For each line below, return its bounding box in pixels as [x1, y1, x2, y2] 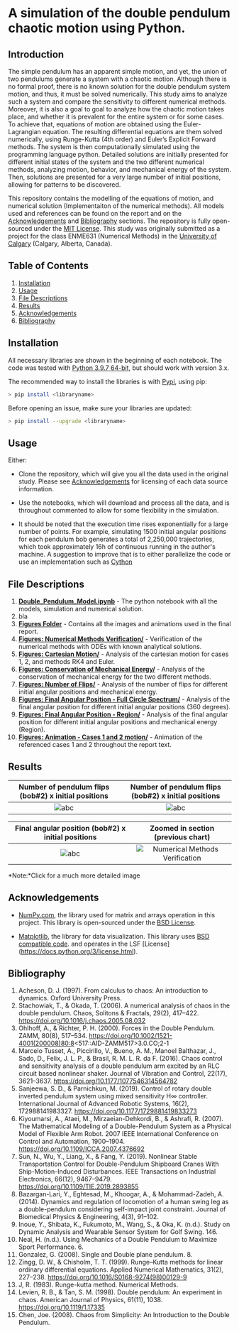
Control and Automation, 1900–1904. [18, 1137, 126, 1146]
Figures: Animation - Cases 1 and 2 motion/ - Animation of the [18, 733, 203, 741]
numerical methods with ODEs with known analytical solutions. [18, 643, 202, 650]
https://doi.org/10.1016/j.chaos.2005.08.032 [18, 1017, 146, 1025]
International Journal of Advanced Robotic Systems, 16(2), [18, 1099, 189, 1108]
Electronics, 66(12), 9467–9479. [18, 1175, 112, 1184]
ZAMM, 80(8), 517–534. [18, 1032, 88, 1040]
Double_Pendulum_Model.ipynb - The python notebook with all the [18, 597, 218, 605]
